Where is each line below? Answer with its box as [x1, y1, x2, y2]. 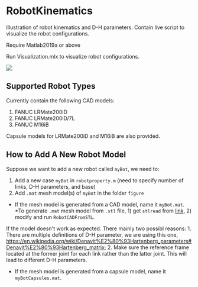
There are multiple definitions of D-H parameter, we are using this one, [6, 231, 178, 238]
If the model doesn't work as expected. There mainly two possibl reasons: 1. [6, 225, 191, 232]
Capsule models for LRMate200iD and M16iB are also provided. [6, 132, 161, 140]
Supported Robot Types [6, 81, 96, 91]
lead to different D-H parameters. [6, 256, 87, 263]
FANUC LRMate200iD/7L [14, 114, 75, 122]
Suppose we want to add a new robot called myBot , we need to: [6, 165, 160, 172]
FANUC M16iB [14, 121, 49, 128]
